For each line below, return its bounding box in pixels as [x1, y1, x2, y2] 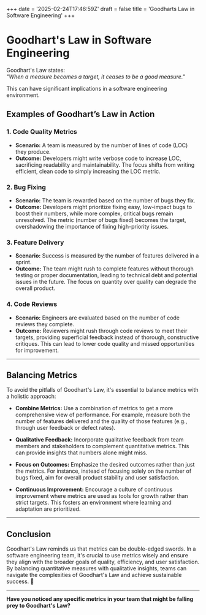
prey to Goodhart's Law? [6, 602, 71, 609]
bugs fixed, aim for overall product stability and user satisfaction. [15, 474, 180, 481]
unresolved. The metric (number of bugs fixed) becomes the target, [15, 216, 186, 223]
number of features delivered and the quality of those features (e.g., [15, 418, 188, 425]
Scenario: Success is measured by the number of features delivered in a [15, 252, 199, 259]
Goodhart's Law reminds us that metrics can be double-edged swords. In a [6, 545, 196, 552]
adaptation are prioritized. [15, 505, 81, 513]
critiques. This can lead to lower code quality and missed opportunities [15, 340, 195, 347]
